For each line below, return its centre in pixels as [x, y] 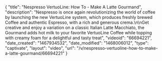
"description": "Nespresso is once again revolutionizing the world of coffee [80, 12]
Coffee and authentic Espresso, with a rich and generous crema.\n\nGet [77, 22]
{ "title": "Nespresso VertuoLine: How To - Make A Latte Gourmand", [73, 7]
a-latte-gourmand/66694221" [35, 53]
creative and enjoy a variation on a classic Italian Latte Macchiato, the [75, 28]
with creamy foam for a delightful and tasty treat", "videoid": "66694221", [79, 38]
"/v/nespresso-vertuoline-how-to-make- [117, 48]
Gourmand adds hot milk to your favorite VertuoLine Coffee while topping [79, 33]
